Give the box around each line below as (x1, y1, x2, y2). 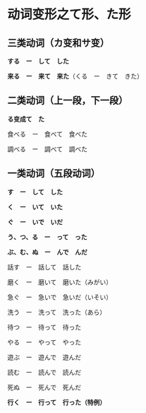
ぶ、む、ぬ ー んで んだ (7, 248, 88, 256)
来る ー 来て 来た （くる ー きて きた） (7, 72, 143, 80)
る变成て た (7, 115, 44, 123)
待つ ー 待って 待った (7, 322, 82, 331)
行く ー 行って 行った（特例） (7, 397, 107, 407)
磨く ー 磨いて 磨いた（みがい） (7, 277, 113, 286)
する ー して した (7, 57, 69, 65)
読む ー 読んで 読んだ (7, 368, 82, 376)
